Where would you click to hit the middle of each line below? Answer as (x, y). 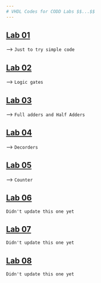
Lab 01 (18, 35)
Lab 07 (19, 229)
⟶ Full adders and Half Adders (46, 114)
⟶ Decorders (22, 146)
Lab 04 (19, 133)
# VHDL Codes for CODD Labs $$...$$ (50, 11)
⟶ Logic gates (25, 82)
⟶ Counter (20, 179)
